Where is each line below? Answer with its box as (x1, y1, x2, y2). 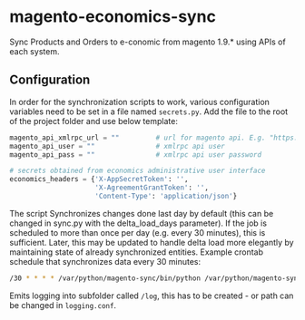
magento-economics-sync (9, 6, 216, 27)
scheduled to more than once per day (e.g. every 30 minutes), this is (9, 227, 266, 238)
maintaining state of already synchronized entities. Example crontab (9, 247, 264, 257)
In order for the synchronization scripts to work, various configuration (9, 96, 271, 107)
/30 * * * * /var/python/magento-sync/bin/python (9, 274, 202, 283)
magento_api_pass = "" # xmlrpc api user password (9, 150, 261, 160)
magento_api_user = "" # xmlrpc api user (9, 141, 225, 150)
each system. (9, 45, 60, 56)
